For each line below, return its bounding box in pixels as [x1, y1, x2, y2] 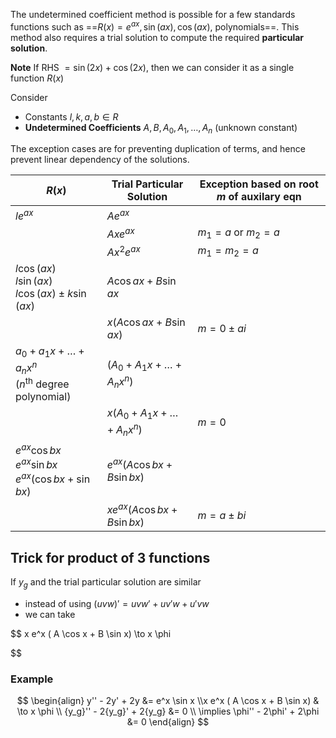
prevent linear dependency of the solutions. [10, 154, 190, 166]
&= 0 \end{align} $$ [126, 716, 210, 728]
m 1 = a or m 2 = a [197, 225, 280, 241]
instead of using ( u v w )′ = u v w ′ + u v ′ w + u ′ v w [24, 598, 210, 610]
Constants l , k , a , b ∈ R [24, 110, 119, 123]
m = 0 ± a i [197, 322, 247, 336]
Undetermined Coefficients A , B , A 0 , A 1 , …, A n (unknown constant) [24, 121, 298, 136]
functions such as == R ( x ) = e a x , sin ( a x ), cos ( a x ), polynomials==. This [10, 19, 300, 33]
